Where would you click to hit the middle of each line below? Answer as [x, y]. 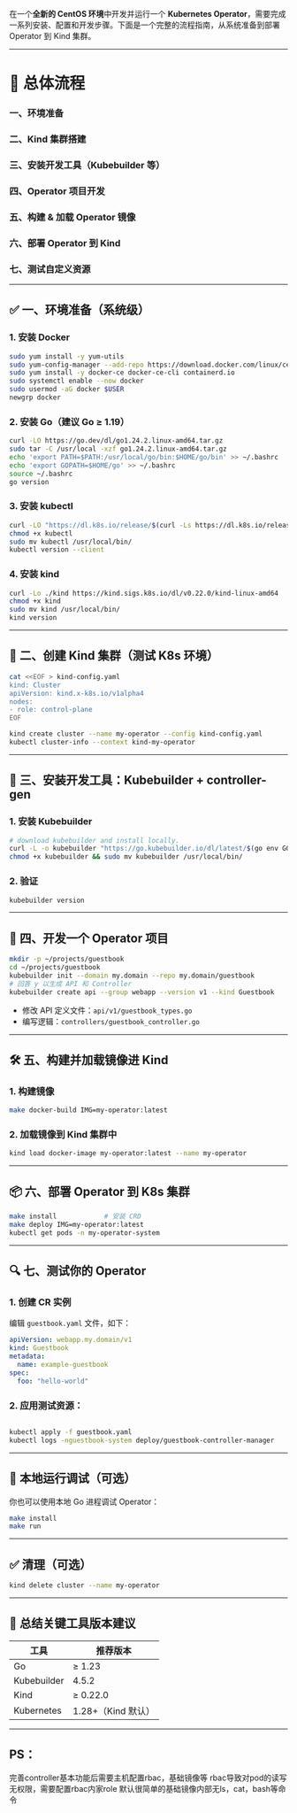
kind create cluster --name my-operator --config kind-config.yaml [136, 734]
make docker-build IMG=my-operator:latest [88, 1110]
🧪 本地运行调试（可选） [72, 1479]
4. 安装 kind [34, 575]
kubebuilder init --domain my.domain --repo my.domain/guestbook [132, 976]
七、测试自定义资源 [50, 269]
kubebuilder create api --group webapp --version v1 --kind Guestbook [142, 992]
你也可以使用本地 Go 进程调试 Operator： [84, 1501]
